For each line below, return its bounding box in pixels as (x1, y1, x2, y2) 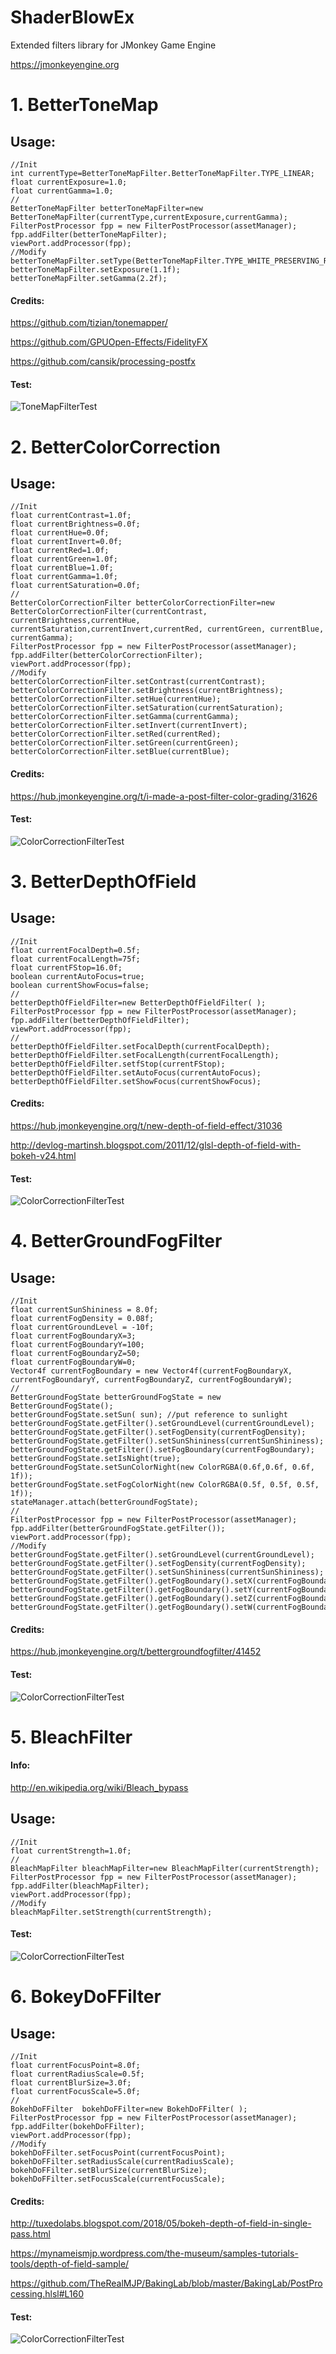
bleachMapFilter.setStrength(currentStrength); (10, 1907, 213, 1917)
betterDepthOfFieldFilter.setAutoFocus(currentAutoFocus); (10, 1067, 262, 1078)
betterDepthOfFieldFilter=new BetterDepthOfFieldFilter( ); (10, 997, 267, 1008)
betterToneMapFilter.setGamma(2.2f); (10, 273, 168, 283)
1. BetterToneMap (10, 94, 159, 116)
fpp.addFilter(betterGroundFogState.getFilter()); (10, 1524, 226, 1534)
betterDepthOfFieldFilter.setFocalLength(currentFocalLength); (10, 1050, 280, 1060)
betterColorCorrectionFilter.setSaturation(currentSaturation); (10, 703, 284, 713)
